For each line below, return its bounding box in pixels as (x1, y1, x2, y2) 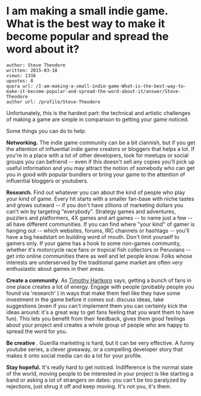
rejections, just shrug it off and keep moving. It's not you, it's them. (6, 382, 172, 390)
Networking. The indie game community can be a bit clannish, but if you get (6, 139, 196, 146)
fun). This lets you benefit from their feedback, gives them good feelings (6, 315, 186, 322)
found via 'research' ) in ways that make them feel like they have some (6, 289, 181, 297)
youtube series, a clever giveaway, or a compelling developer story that (6, 346, 183, 353)
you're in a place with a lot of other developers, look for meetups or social (6, 152, 189, 159)
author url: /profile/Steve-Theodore (6, 99, 101, 105)
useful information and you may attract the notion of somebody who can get (6, 164, 195, 171)
